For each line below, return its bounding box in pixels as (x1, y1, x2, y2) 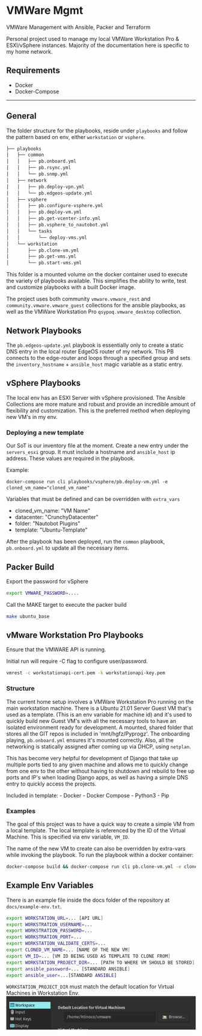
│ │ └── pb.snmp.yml (6, 171, 69, 178)
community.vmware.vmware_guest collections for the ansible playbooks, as (6, 302, 186, 309)
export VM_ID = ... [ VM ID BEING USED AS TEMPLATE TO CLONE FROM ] (6, 953, 171, 959)
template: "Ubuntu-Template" (14, 526, 88, 533)
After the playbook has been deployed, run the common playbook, (6, 538, 165, 545)
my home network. (6, 48, 53, 55)
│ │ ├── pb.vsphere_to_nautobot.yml (6, 222, 109, 228)
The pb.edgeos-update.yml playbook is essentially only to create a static (6, 341, 184, 349)
